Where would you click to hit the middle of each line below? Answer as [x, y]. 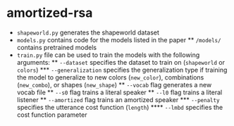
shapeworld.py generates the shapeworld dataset [88, 32]
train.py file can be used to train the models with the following [108, 55]
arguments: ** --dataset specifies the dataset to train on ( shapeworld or [121, 62]
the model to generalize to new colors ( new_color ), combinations [110, 77]
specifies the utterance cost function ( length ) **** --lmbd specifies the [120, 107]
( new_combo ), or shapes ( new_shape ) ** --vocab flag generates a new [114, 84]
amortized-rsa [50, 13]
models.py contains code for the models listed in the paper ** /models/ [119, 39]
